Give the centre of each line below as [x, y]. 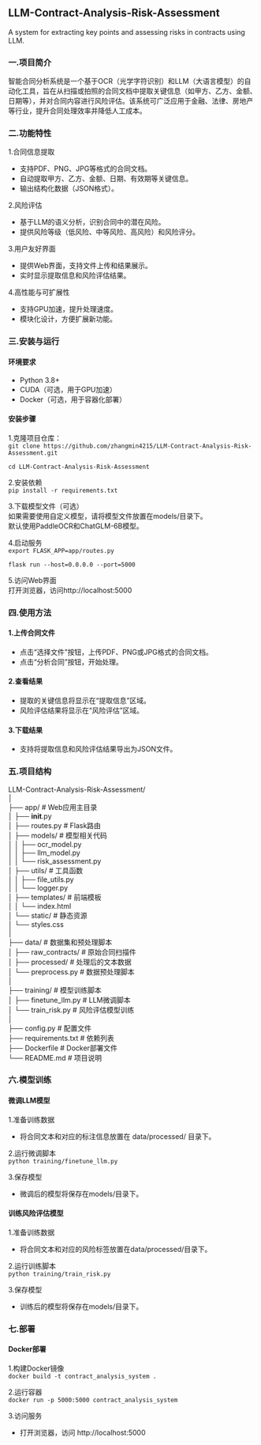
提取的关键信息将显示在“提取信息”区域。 [85, 701]
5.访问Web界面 [32, 580]
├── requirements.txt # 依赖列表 [61, 1038]
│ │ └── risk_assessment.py [55, 861]
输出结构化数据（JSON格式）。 [69, 188]
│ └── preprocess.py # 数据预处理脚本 [72, 971]
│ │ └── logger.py [38, 887]
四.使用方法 [30, 612]
